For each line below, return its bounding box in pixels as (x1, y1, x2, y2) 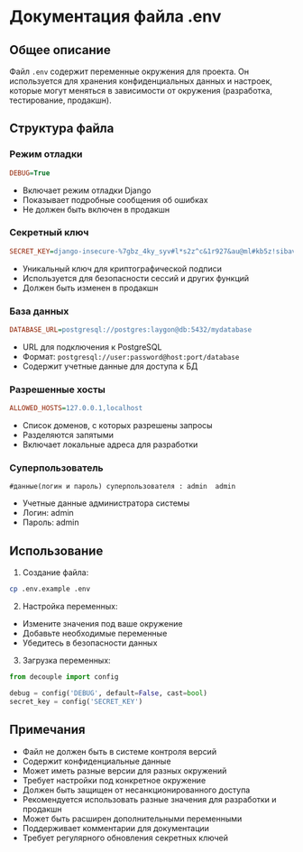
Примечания (9, 722, 86, 737)
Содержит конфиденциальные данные (22, 756, 171, 766)
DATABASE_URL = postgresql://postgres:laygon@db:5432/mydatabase (9, 325, 252, 334)
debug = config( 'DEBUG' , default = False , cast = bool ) (9, 688, 207, 698)
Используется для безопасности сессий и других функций (22, 272, 250, 283)
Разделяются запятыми (22, 430, 115, 441)
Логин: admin (22, 508, 74, 518)
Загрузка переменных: (22, 655, 111, 666)
